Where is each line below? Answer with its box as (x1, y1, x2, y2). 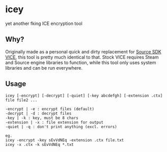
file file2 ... (5, 98, 38, 103)
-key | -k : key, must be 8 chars (5, 115, 79, 120)
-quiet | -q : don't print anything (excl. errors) (5, 124, 117, 129)
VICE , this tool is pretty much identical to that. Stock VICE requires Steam (5, 54, 159, 60)
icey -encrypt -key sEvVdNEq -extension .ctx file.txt (5, 137, 124, 143)
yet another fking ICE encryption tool (5, 20, 82, 26)
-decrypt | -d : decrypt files (5, 111, 72, 116)
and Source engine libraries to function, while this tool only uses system (5, 59, 156, 66)
